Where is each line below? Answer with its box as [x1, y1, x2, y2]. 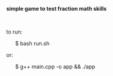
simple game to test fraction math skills [6, 5, 107, 12]
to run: [6, 28, 23, 35]
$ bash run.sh [14, 40, 50, 47]
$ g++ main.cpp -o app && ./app [14, 63, 96, 70]
